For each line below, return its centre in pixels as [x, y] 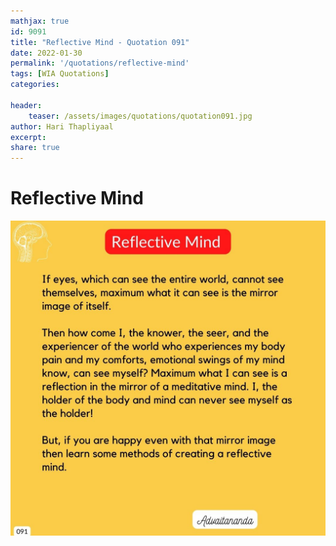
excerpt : [28, 137]
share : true [35, 148]
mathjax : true [40, 21]
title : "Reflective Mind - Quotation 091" [100, 42]
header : [26, 105]
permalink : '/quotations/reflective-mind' [100, 63]
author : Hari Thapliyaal [62, 126]
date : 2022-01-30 [46, 53]
